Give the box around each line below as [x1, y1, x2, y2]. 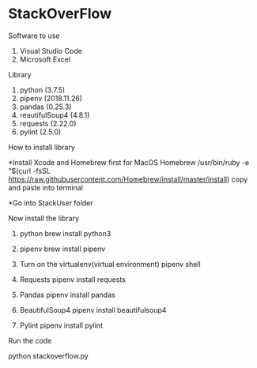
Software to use [8, 31, 60, 40]
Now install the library [8, 213, 80, 223]
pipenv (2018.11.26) [19, 93, 83, 103]
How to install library [8, 142, 75, 152]
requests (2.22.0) [19, 118, 77, 128]
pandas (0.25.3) [19, 102, 72, 111]
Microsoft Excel [19, 54, 71, 64]
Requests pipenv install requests [19, 274, 127, 284]
